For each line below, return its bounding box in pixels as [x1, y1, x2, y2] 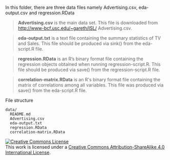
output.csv [5, 10, 28, 16]
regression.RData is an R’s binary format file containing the [17, 56, 143, 62]
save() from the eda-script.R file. [17, 87, 87, 94]
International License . [5, 149, 51, 155]
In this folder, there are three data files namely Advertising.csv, [5, 5, 138, 10]
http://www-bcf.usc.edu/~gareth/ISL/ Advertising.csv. [17, 25, 132, 31]
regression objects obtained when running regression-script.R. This [17, 61, 161, 67]
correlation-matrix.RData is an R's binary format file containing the [17, 77, 161, 82]
